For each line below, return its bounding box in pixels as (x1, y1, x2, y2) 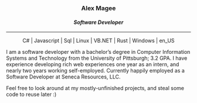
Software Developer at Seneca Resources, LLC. (6, 73, 121, 80)
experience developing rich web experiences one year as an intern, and (6, 61, 179, 68)
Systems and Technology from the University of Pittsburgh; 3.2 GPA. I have (6, 54, 188, 62)
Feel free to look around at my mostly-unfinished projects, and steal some (6, 85, 185, 92)
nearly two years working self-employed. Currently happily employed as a (6, 67, 185, 74)
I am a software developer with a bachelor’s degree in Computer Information (6, 49, 191, 56)
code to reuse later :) (6, 91, 57, 98)
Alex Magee (81, 4, 116, 12)
